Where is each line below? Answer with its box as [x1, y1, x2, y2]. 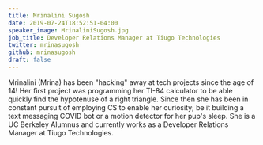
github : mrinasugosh [8, 48, 77, 56]
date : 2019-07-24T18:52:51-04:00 [8, 19, 118, 27]
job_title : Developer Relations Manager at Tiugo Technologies [8, 33, 221, 42]
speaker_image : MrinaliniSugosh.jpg [8, 26, 129, 34]
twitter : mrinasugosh [8, 41, 80, 49]
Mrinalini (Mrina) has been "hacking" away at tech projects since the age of [8, 77, 254, 87]
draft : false [8, 56, 51, 64]
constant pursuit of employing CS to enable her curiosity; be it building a [8, 102, 245, 112]
